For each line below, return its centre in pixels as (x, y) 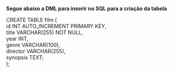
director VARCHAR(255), (36, 51)
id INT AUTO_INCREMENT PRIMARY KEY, (56, 26)
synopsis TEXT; (25, 57)
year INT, (17, 39)
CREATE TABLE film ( (31, 20)
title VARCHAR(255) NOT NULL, (45, 32)
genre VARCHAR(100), (33, 45)
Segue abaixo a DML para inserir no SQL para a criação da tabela (86, 9)
